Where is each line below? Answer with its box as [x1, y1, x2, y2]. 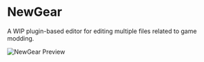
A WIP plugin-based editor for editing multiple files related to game [7, 27, 197, 35]
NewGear [7, 4, 63, 20]
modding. [7, 34, 34, 42]
